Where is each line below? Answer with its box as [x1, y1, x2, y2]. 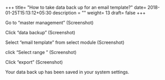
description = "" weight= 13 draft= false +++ [52, 10, 146, 16]
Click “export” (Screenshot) [5, 59, 63, 65]
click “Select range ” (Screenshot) [5, 49, 77, 55]
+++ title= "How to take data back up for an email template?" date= [5, 5, 147, 10]
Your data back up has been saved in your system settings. [5, 69, 129, 75]
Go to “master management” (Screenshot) [5, 20, 94, 25]
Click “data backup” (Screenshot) [5, 30, 75, 35]
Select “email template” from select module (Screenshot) [5, 39, 125, 45]
